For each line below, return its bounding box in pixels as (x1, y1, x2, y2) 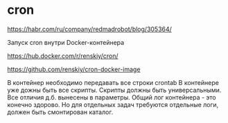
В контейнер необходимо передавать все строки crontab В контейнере (7, 78, 220, 86)
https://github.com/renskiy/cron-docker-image (7, 65, 141, 73)
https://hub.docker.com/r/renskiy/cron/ (7, 51, 119, 60)
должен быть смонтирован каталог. (7, 108, 114, 116)
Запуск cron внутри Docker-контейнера (7, 38, 125, 46)
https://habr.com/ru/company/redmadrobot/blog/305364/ (7, 25, 172, 33)
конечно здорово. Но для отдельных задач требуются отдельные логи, (7, 100, 219, 108)
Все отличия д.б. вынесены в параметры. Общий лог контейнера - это (7, 93, 216, 102)
